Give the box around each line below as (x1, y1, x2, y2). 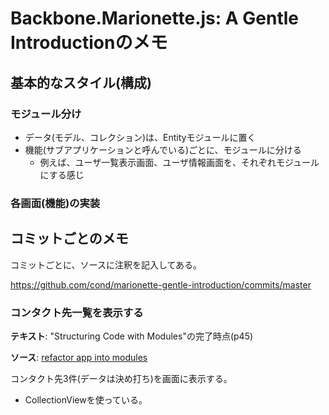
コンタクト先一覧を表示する (10, 305, 144, 319)
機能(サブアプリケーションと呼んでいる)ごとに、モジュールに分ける (24, 143, 302, 156)
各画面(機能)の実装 (10, 196, 101, 210)
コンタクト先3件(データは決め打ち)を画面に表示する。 (10, 372, 233, 384)
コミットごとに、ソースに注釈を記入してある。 (10, 258, 203, 271)
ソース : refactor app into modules (10, 351, 148, 363)
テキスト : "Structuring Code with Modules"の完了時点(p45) (10, 330, 254, 342)
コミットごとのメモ (10, 230, 129, 247)
